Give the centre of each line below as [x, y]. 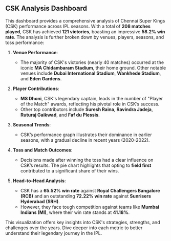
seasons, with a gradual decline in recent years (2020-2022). [85, 140]
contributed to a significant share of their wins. [70, 170]
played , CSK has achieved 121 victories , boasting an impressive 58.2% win [85, 31]
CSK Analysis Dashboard [46, 8]
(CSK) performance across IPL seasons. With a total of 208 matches [78, 26]
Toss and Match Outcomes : [42, 150]
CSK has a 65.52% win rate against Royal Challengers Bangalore [90, 190]
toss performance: [25, 42]
